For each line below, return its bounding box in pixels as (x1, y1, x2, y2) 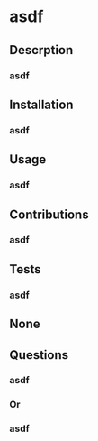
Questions (9, 347, 69, 363)
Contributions (9, 207, 89, 222)
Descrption (9, 42, 74, 58)
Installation (9, 96, 74, 112)
